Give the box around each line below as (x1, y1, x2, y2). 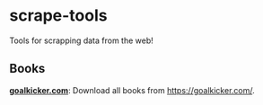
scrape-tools (9, 5, 108, 26)
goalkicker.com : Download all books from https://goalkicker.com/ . (9, 84, 256, 95)
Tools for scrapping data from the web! (9, 35, 154, 46)
